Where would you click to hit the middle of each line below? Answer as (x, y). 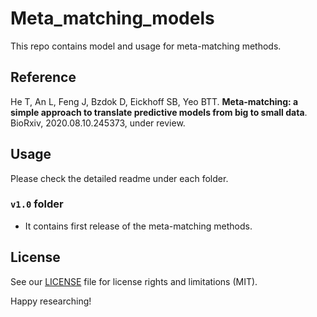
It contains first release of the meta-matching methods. (138, 226)
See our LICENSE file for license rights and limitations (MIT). (134, 281)
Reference (43, 77)
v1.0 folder (37, 204)
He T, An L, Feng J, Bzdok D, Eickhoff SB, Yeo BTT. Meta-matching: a (154, 101)
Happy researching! (51, 301)
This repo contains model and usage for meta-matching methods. (146, 46)
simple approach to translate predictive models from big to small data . (159, 112)
